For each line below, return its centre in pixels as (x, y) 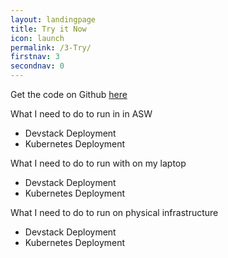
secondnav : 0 (37, 66)
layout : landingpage (53, 19)
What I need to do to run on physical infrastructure (114, 212)
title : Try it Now (48, 29)
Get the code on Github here (69, 94)
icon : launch (37, 38)
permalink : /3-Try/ (51, 47)
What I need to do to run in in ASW (81, 114)
